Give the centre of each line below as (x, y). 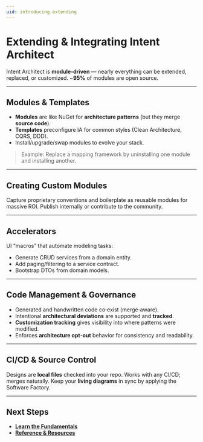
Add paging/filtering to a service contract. (67, 264)
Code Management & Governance (71, 295)
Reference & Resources (45, 433)
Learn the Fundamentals (46, 426)
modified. (27, 329)
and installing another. (49, 161)
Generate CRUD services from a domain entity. (73, 257)
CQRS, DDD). (31, 136)
